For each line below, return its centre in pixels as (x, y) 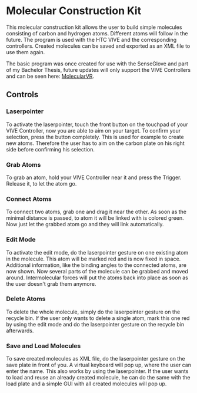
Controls (22, 95)
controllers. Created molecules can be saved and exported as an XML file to (98, 46)
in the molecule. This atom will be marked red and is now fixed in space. (94, 259)
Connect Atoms (29, 199)
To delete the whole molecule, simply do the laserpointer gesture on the (93, 312)
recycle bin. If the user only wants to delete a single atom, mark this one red (98, 318)
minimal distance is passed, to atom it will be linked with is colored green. (95, 218)
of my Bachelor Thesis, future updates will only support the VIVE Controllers (98, 70)
